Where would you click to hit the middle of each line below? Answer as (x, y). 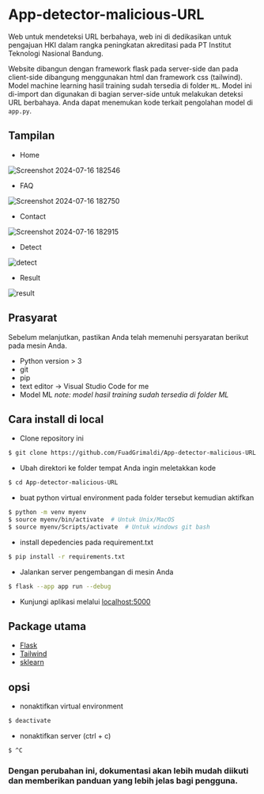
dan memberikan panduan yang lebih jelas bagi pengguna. (123, 781)
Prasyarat (33, 318)
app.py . (20, 111)
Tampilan (32, 136)
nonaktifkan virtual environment (72, 706)
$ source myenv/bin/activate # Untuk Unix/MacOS (92, 520)
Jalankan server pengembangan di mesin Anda (96, 571)
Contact (32, 216)
